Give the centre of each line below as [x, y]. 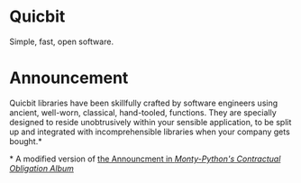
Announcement [69, 78]
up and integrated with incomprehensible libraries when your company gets [150, 132]
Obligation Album [42, 168]
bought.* [26, 141]
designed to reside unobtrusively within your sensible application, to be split [150, 122]
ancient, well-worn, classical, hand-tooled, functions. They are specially [143, 112]
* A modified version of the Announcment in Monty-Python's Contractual [145, 159]
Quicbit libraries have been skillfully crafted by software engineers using [144, 103]
